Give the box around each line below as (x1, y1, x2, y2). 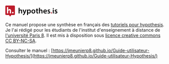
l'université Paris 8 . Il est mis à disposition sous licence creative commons (5, 32, 161, 38)
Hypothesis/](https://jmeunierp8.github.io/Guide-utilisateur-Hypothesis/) (5, 53, 158, 58)
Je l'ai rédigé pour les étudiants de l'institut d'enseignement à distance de (5, 27, 160, 33)
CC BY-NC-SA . (5, 38, 37, 43)
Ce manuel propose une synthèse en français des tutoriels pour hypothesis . (5, 22, 164, 28)
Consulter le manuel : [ (5, 47, 53, 53)
